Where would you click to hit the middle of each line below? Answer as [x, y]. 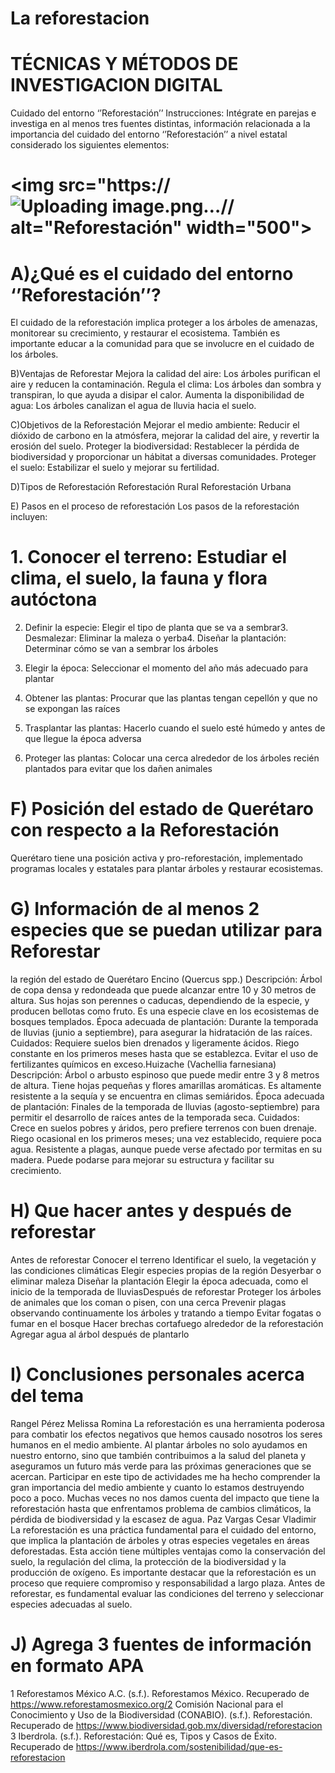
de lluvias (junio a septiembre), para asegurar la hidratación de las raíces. [161, 1033]
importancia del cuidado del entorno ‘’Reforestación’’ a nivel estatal [149, 134]
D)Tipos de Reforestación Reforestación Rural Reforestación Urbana [151, 487]
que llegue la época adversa [83, 739]
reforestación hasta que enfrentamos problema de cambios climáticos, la [161, 1508]
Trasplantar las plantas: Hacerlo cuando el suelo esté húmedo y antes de [175, 728]
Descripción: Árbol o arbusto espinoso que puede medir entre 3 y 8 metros [165, 1075]
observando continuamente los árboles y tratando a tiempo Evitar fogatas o [166, 1313]
